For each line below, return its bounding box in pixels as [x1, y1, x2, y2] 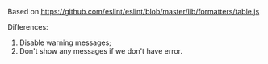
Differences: [7, 22, 49, 31]
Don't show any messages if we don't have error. [19, 46, 183, 55]
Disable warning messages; [19, 38, 112, 47]
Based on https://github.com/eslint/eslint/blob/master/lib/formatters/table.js [7, 7, 260, 16]
